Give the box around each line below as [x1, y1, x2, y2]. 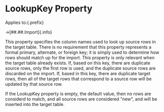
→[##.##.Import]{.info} [5, 29, 52, 35]
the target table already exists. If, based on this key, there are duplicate [5, 60, 151, 66]
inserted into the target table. [5, 101, 65, 107]
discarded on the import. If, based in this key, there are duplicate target [5, 70, 151, 76]
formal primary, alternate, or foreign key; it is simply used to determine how [5, 49, 160, 55]
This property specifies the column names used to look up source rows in [5, 38, 156, 45]
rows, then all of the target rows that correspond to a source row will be [5, 76, 152, 82]
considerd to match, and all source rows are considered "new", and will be [5, 96, 158, 102]
